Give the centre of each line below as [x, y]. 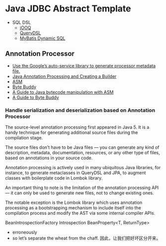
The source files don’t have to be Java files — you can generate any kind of [82, 147]
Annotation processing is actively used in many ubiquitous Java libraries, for [83, 168]
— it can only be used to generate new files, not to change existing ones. [80, 193]
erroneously [25, 232]
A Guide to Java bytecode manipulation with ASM [63, 92]
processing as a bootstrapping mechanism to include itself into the [73, 208]
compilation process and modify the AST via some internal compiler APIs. [80, 213]
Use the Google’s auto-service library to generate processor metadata [84, 65]
